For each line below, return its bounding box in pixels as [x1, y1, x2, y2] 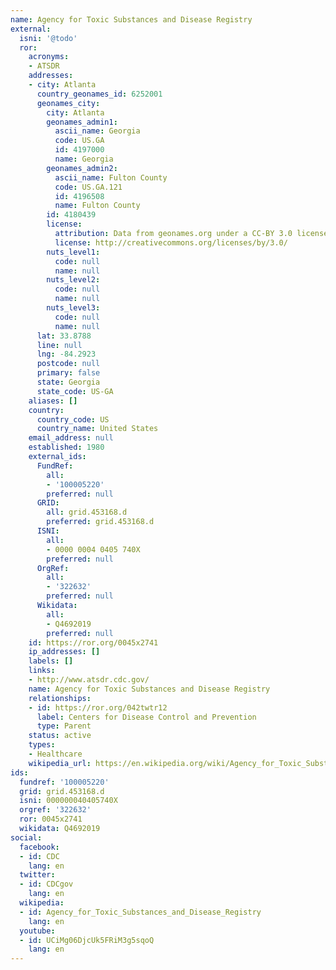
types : [28, 740, 56, 750]
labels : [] [28, 656, 74, 666]
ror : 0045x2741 [19, 814, 83, 825]
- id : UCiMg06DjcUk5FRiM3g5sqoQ [19, 935, 155, 945]
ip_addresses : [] [28, 647, 101, 657]
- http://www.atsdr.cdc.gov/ [28, 675, 150, 685]
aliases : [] [28, 396, 78, 406]
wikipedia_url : [28, 758, 92, 768]
